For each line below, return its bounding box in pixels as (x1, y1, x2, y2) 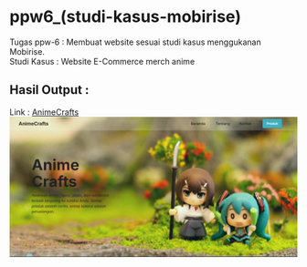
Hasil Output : (9, 82, 90, 98)
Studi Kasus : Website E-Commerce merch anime (9, 56, 196, 67)
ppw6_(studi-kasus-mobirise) (9, 6, 242, 27)
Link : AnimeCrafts (9, 107, 79, 118)
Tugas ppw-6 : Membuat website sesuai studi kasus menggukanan (9, 36, 262, 47)
